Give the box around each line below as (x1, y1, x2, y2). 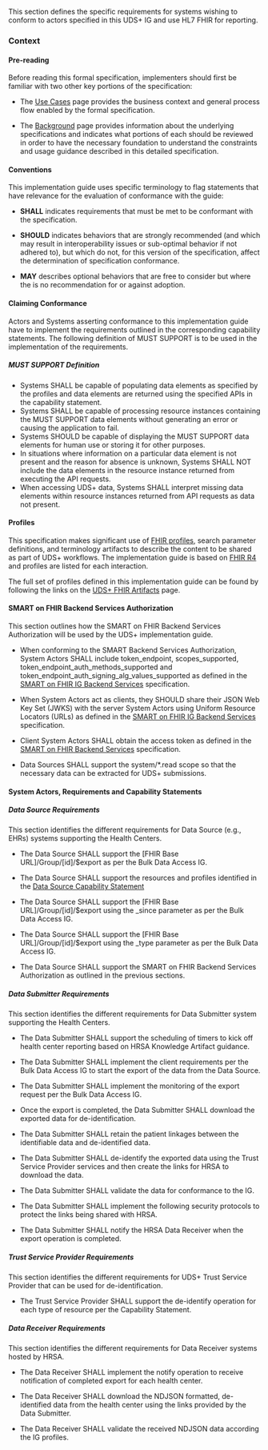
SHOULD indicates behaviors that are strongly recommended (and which (19, 231, 261, 240)
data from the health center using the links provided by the (53, 1400, 246, 1410)
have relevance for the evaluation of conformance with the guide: (8, 191, 224, 201)
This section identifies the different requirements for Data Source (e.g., (8, 825, 242, 835)
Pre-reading (8, 55, 50, 65)
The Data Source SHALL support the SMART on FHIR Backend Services (19, 962, 257, 972)
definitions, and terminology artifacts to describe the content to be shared (8, 544, 252, 553)
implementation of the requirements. (8, 342, 129, 351)
